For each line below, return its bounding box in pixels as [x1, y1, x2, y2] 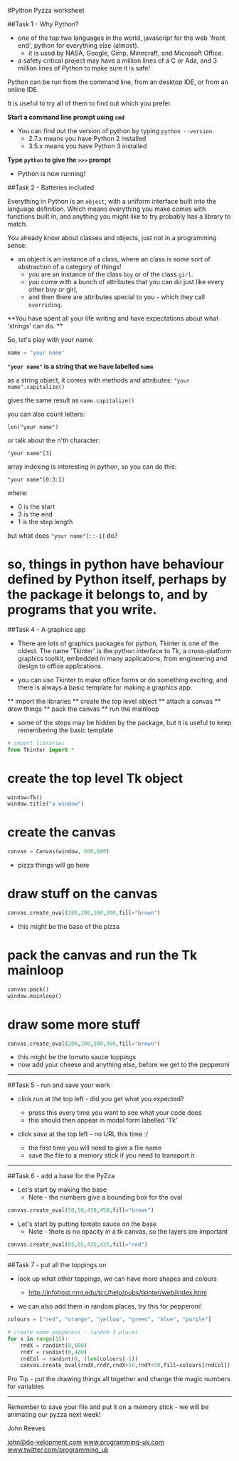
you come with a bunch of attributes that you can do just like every [28, 278, 224, 286]
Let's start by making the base [17, 1185, 107, 1194]
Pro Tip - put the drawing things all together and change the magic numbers [7, 1375, 231, 1383]
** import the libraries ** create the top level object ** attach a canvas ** [7, 697, 221, 705]
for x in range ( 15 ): [7, 1335, 69, 1342]
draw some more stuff [7, 1017, 141, 1032]
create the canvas [7, 824, 116, 841]
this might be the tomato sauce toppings [17, 1053, 137, 1061]
